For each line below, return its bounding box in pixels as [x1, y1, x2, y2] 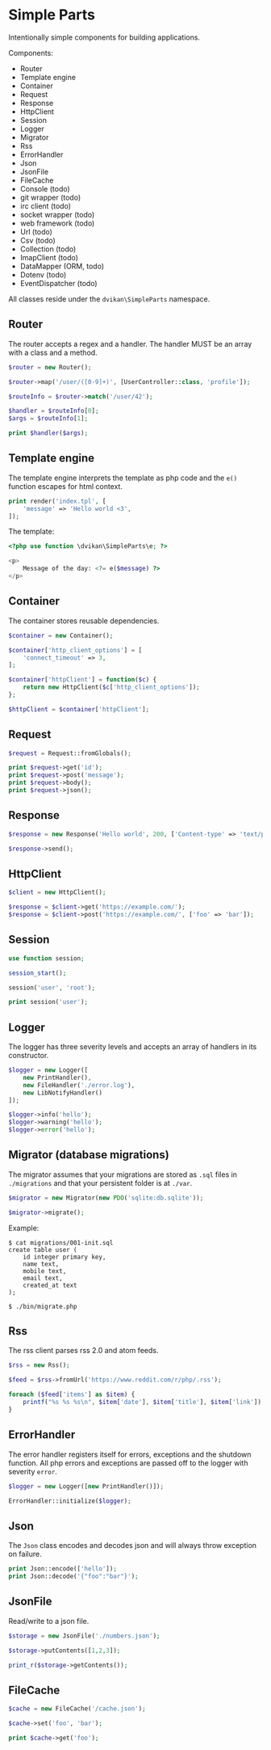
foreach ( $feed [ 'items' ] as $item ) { [8, 1390, 135, 1399]
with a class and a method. [8, 348, 98, 357]
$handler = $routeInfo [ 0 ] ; [8, 407, 99, 415]
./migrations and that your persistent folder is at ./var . [8, 1178, 193, 1187]
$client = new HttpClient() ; [8, 888, 106, 896]
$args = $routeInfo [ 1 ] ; [8, 415, 89, 423]
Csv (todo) [19, 235, 56, 245]
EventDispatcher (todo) [19, 278, 98, 288]
